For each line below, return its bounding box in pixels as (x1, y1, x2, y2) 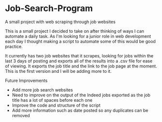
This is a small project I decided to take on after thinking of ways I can (5, 28, 144, 34)
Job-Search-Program (5, 3, 93, 14)
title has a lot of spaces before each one (12, 97, 93, 103)
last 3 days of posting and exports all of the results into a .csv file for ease (5, 58, 153, 64)
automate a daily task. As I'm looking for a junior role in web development (5, 33, 151, 39)
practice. (5, 43, 23, 49)
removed (12, 112, 30, 118)
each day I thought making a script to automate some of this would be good (5, 38, 156, 44)
